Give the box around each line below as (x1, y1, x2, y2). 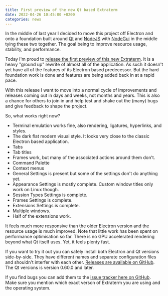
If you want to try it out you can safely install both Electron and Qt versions (5, 249, 159, 255)
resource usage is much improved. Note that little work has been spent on (5, 228, 158, 234)
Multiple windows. (12, 208, 51, 214)
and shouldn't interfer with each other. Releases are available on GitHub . (5, 259, 155, 265)
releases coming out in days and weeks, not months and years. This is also (5, 92, 160, 98)
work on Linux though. (12, 187, 59, 193)
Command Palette (12, 160, 50, 166)
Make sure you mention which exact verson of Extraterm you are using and (5, 279, 160, 286)
